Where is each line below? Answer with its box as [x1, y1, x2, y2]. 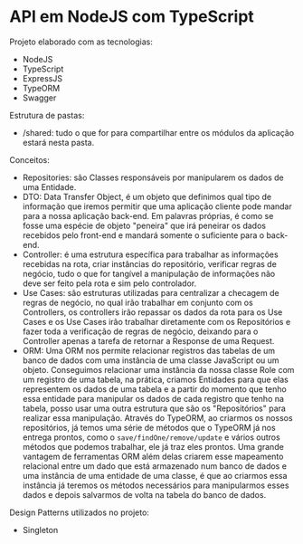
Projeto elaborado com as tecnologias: [9, 36, 154, 47]
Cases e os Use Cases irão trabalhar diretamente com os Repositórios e [22, 316, 291, 327]
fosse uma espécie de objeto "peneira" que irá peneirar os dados [22, 220, 267, 231]
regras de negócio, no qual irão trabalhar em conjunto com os [22, 297, 253, 308]
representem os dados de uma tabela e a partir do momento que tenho [22, 383, 287, 395]
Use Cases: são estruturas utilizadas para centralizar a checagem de [22, 287, 279, 298]
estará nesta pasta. [22, 137, 95, 148]
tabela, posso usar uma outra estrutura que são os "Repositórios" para [22, 403, 287, 414]
